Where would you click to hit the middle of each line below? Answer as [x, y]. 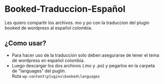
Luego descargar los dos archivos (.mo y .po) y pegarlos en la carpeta [83, 65]
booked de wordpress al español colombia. [48, 28]
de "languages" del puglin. [39, 71]
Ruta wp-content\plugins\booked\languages [56, 76]
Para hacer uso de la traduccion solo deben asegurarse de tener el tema [85, 55]
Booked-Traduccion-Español [65, 9]
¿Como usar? [25, 43]
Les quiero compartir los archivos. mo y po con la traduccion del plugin [77, 23]
